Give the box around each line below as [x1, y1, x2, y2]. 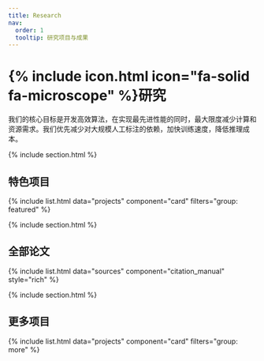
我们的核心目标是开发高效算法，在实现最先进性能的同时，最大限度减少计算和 [8, 115, 257, 124]
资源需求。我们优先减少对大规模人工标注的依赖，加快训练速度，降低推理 [8, 124, 243, 134]
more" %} [8, 344, 40, 354]
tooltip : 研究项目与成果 [15, 33, 89, 42]
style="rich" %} [8, 274, 59, 284]
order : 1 [15, 26, 44, 34]
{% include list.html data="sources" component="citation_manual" [8, 266, 225, 276]
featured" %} [8, 205, 51, 214]
